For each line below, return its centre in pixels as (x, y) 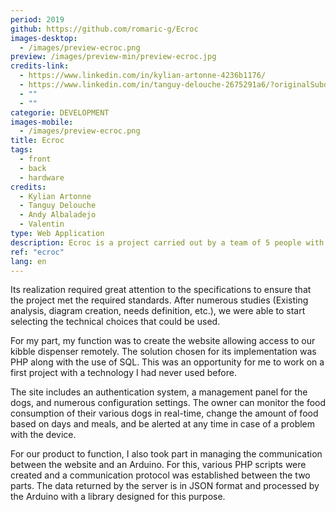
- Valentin (42, 224)
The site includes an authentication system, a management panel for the (159, 392)
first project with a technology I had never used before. (123, 373)
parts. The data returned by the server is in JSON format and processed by (165, 486)
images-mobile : (42, 122)
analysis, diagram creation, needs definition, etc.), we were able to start (158, 311)
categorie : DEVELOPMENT (60, 112)
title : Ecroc (37, 141)
